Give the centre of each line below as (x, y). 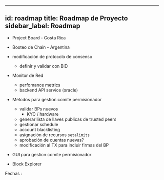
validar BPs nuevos (39, 109)
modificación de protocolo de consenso (52, 56)
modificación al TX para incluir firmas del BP (64, 145)
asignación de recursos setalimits (55, 135)
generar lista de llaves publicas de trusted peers (68, 119)
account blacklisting (40, 129)
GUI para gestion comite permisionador (52, 154)
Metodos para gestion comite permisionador (57, 99)
